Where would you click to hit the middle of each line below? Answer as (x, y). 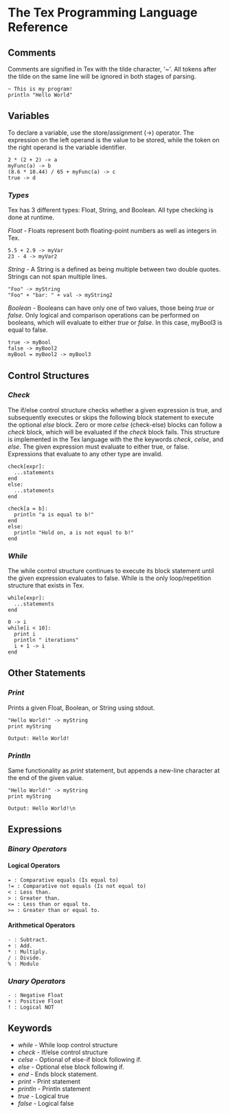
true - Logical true (43, 1096)
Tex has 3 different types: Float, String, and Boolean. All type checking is (111, 210)
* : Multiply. (28, 952)
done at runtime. (31, 217)
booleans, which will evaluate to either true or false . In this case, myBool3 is (115, 323)
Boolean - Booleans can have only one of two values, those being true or (111, 308)
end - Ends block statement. (58, 1074)
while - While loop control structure (68, 1045)
